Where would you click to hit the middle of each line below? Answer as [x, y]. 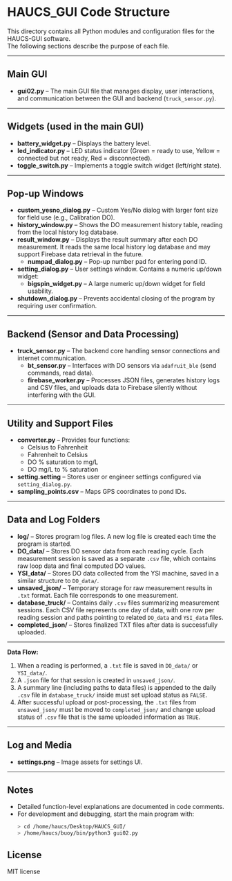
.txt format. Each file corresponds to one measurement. [98, 595]
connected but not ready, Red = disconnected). [85, 158]
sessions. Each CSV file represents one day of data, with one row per [116, 609]
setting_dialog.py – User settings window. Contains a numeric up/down [119, 269]
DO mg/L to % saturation [63, 469]
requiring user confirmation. [57, 306]
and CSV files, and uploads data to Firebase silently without [112, 388]
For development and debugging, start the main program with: [106, 814]
